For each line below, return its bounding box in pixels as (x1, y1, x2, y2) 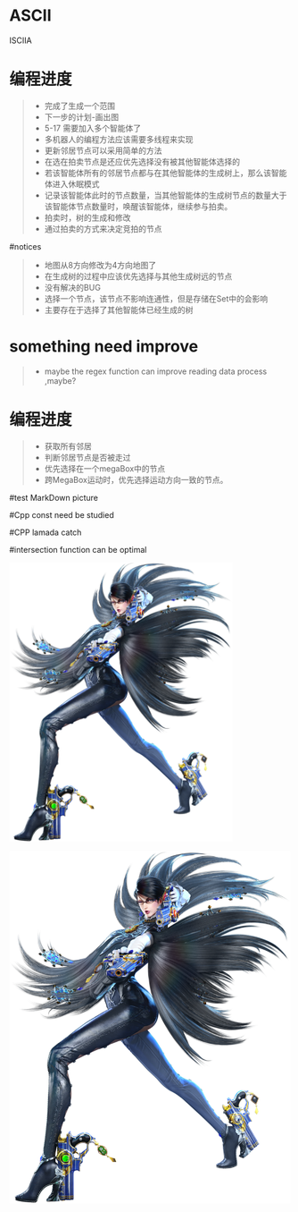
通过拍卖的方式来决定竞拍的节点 (44, 223, 162, 233)
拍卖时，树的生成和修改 (44, 212, 131, 223)
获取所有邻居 (44, 440, 92, 452)
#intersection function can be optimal (9, 544, 147, 555)
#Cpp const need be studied (9, 509, 114, 520)
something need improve (9, 336, 199, 357)
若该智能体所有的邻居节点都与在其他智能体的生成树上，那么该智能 (44, 167, 287, 178)
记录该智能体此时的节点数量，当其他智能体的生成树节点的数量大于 (44, 190, 287, 200)
